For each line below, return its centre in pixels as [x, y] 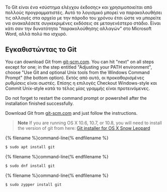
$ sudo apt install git [30, 147]
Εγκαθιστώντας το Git [41, 50]
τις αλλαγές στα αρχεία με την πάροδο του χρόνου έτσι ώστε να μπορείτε [83, 18]
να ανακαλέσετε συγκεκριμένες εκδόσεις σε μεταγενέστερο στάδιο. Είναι [83, 23]
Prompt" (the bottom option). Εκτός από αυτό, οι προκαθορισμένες [75, 78]
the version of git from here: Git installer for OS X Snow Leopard [84, 128]
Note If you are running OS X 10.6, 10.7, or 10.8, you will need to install [90, 123]
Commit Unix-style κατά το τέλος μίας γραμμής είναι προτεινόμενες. [77, 88]
